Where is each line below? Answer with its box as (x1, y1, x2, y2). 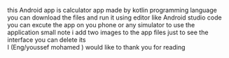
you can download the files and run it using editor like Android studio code (7, 13, 222, 22)
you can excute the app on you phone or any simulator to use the (7, 21, 195, 29)
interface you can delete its (7, 36, 86, 44)
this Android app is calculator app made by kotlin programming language (7, 6, 217, 14)
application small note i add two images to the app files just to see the (7, 28, 209, 36)
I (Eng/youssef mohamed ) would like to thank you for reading (7, 43, 186, 51)
